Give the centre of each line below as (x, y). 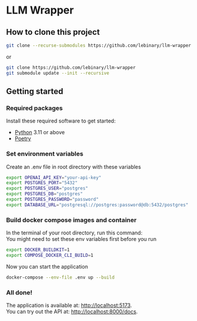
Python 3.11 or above (40, 133)
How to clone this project (53, 32)
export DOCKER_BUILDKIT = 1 (38, 250)
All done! (19, 292)
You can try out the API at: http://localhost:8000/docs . (72, 312)
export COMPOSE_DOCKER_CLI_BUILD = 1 (50, 256)
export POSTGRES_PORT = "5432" (42, 183)
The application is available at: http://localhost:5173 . (69, 305)
